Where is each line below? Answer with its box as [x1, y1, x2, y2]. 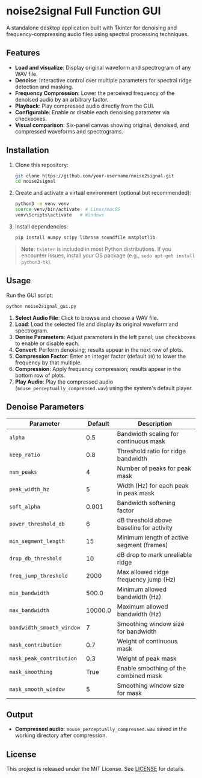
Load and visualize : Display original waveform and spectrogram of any [14, 64, 191, 71]
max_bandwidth [9, 607, 50, 614]
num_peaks [9, 469, 37, 476]
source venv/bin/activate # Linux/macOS [14, 206, 121, 213]
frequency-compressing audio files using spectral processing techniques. [6, 30, 189, 37]
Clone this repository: [14, 161, 69, 168]
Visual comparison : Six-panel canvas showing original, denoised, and [14, 121, 189, 129]
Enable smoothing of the [117, 664, 186, 673]
